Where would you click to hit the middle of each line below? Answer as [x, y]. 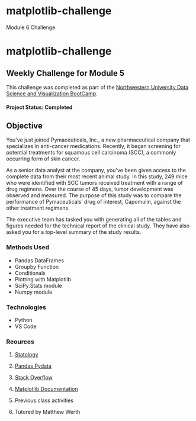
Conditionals [30, 273]
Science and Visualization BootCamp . [52, 94]
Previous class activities [44, 400]
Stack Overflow [34, 378]
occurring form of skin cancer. [43, 159]
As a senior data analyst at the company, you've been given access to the [96, 171]
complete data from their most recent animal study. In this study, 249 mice [97, 176]
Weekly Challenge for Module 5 [65, 73]
